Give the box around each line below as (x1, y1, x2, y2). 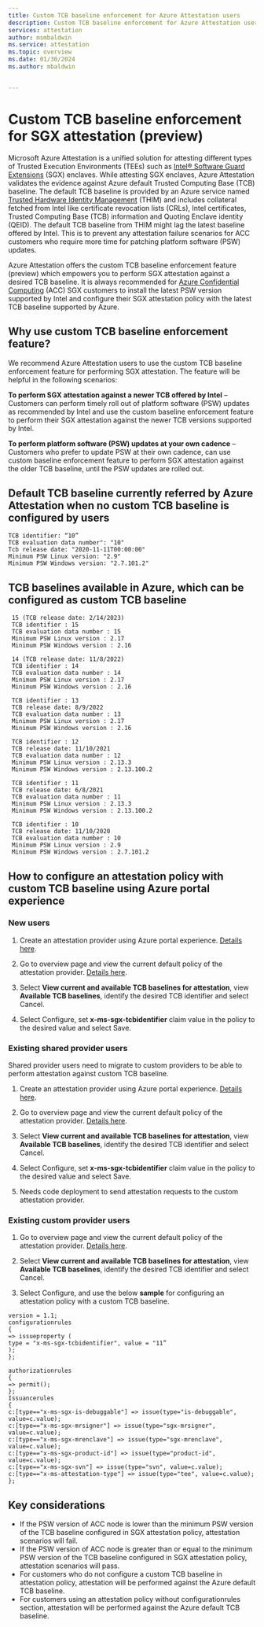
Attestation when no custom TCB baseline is (8, 499, 229, 512)
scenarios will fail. (19, 1536, 79, 1546)
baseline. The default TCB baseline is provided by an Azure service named (8, 186, 250, 196)
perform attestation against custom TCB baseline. (8, 1069, 169, 1079)
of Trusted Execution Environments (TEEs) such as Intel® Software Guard (8, 161, 245, 171)
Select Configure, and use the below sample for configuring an (19, 1288, 225, 1298)
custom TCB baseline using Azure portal (8, 882, 211, 895)
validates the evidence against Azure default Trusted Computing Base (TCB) (8, 178, 255, 187)
